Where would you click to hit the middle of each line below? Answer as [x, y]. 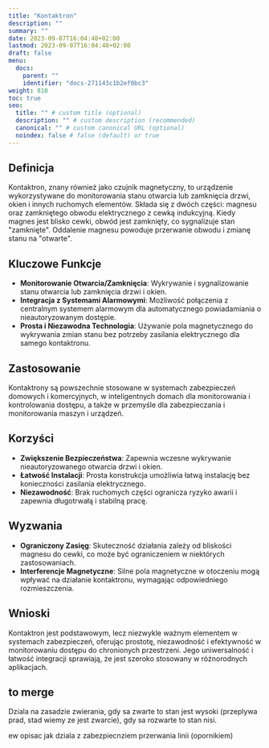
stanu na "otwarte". [40, 239]
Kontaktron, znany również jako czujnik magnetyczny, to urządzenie [121, 187]
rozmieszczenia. [47, 588]
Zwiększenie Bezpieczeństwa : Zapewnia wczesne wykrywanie [125, 458]
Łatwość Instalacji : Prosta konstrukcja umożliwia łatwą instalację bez [135, 475]
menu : [17, 61]
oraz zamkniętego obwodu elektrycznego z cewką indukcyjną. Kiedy [122, 213]
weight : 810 [28, 90]
